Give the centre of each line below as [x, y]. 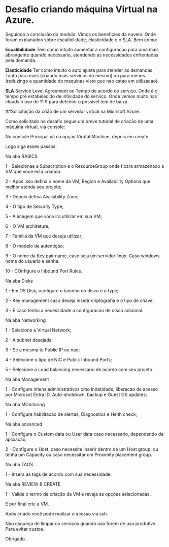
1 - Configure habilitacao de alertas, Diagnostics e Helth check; [71, 414]
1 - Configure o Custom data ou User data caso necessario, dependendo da [84, 434]
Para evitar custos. [25, 529]
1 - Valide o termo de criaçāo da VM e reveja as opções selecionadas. [78, 494]
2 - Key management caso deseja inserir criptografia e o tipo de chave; [80, 300]
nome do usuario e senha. [32, 261]
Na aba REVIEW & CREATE [33, 484]
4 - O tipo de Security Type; [35, 206]
